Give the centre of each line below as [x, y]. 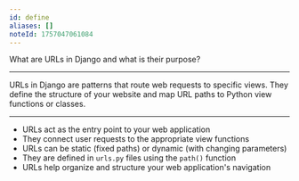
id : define [29, 17]
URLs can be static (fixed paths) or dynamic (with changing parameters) [154, 149]
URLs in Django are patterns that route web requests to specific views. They [149, 85]
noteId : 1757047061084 [51, 34]
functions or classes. [48, 104]
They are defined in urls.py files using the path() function [129, 158]
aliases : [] [31, 26]
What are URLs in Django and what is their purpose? [105, 60]
